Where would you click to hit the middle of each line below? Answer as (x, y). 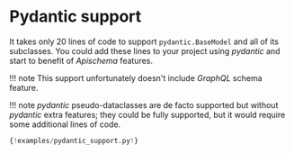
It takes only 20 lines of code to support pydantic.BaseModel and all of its (144, 41)
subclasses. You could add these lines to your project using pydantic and (145, 50)
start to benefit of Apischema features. (81, 60)
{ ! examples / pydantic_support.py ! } (74, 140)
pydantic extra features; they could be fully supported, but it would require (147, 114)
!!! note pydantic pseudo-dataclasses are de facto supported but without (144, 104)
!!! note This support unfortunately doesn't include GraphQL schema (136, 77)
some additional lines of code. (65, 124)
